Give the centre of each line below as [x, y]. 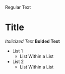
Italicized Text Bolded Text [33, 41]
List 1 [18, 51]
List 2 [18, 61]
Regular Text [18, 7]
